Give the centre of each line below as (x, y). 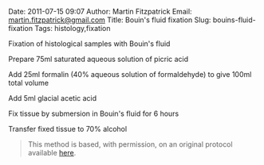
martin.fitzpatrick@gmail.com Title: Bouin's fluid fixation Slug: (110, 20)
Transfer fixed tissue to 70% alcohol (68, 129)
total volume (29, 83)
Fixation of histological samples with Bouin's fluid (89, 44)
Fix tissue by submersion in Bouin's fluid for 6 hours (94, 113)
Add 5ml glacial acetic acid (53, 98)
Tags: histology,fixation (73, 28)
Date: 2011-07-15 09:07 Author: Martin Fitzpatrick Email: (100, 12)
